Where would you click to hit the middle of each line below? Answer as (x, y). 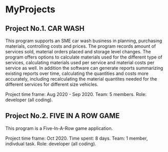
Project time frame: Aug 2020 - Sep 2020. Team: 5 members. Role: (76, 94)
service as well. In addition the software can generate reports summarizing (84, 68)
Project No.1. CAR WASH (45, 28)
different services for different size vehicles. (52, 84)
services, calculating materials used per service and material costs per (80, 62)
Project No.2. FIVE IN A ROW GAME (62, 116)
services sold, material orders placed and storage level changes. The (78, 52)
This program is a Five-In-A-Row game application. (59, 128)
